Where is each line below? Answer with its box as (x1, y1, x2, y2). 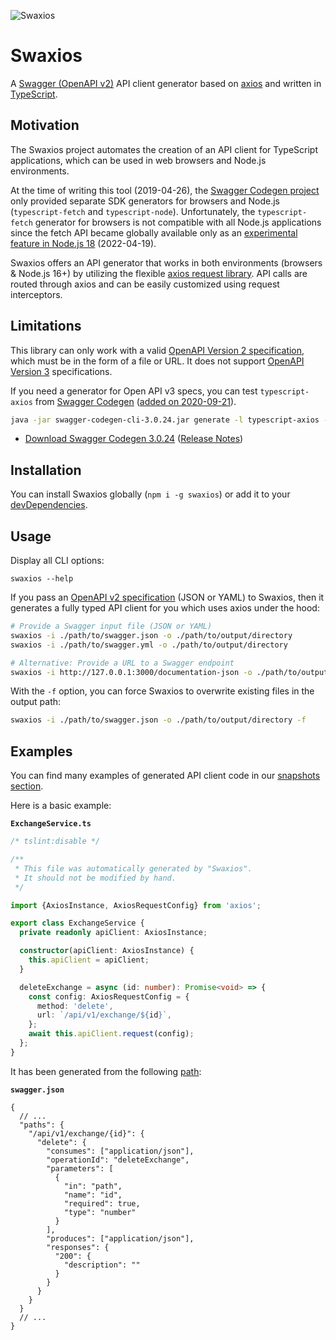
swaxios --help (10, 574, 74, 584)
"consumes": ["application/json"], (46, 1146, 195, 1156)
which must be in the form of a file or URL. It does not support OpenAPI (10, 355, 305, 367)
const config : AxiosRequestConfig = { (28, 991, 190, 1002)
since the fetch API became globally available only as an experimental (10, 226, 298, 239)
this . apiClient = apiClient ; (28, 955, 150, 965)
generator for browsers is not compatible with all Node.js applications (34, 216, 322, 228)
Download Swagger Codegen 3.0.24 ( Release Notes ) (24, 433, 244, 445)
